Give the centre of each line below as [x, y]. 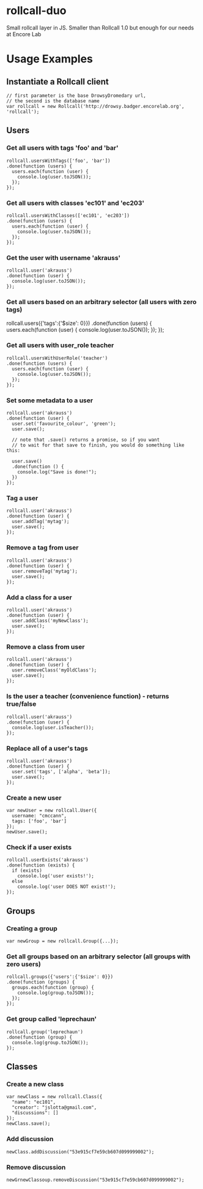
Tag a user [22, 499]
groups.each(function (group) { [53, 988]
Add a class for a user [39, 597]
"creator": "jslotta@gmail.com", [54, 1107]
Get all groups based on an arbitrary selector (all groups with [98, 957]
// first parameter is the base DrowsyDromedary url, [76, 96]
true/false [21, 704]
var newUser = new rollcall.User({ [52, 811]
